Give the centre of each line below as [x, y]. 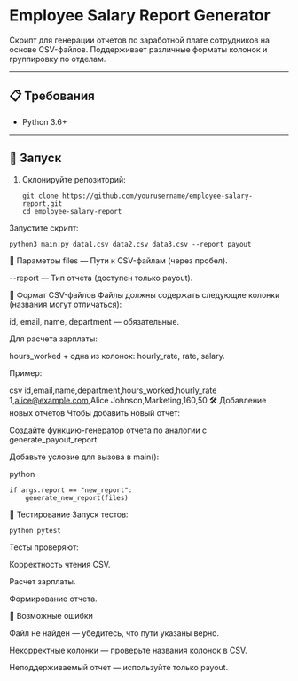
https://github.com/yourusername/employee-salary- [157, 196]
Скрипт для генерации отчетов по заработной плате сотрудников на [140, 40]
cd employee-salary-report [72, 211]
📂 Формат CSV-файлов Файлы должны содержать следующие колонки [145, 294]
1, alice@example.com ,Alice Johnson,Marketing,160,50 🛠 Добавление [138, 400]
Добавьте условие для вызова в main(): [84, 457]
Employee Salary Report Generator [140, 16]
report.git [42, 204]
